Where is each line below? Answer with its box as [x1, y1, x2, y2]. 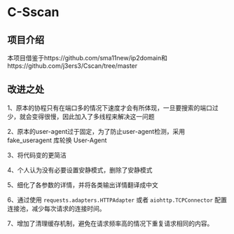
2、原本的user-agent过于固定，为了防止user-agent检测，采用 [7, 127, 186, 135]
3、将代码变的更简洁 [7, 151, 67, 159]
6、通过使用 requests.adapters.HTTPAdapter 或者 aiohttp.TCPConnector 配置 [7, 195, 228, 204]
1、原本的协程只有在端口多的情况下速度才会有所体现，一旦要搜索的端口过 [7, 103, 219, 112]
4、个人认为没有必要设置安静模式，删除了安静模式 [7, 165, 153, 174]
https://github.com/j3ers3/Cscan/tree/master [7, 62, 138, 70]
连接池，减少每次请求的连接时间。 [7, 204, 106, 212]
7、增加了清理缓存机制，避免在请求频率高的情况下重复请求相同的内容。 [7, 219, 214, 228]
